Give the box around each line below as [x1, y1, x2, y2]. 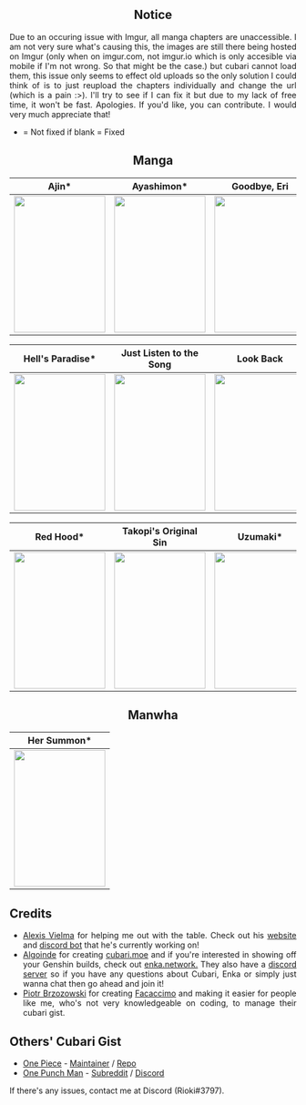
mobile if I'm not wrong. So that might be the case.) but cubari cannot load [9, 60, 297, 71]
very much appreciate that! [9, 108, 111, 119]
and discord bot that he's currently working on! [22, 939, 199, 950]
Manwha [127, 707, 178, 723]
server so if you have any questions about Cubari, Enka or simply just [22, 968, 297, 979]
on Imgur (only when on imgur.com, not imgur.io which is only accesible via [9, 50, 297, 62]
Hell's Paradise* [23, 352, 97, 365]
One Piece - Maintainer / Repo [22, 1058, 137, 1069]
